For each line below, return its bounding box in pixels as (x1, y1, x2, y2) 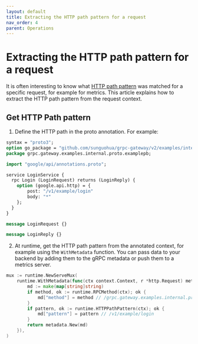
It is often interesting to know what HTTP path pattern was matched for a (6, 83, 183, 90)
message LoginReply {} (6, 232, 62, 238)
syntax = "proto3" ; (6, 139, 54, 145)
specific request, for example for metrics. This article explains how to (6, 89, 174, 96)
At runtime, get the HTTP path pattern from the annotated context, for (14, 242, 184, 249)
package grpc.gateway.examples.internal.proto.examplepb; (6, 150, 151, 157)
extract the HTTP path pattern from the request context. (6, 95, 143, 102)
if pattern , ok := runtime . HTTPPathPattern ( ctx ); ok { (27, 306, 165, 311)
